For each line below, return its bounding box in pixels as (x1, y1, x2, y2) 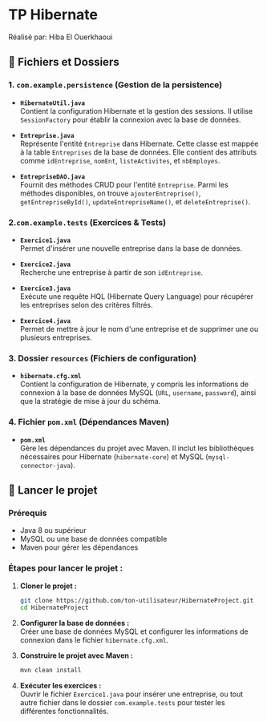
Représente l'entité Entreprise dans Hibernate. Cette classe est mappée (19, 139, 259, 148)
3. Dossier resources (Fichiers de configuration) (8, 353, 197, 364)
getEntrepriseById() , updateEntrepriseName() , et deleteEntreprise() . (19, 196, 251, 206)
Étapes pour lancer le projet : (8, 563, 123, 574)
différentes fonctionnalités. (19, 707, 109, 716)
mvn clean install (19, 667, 82, 675)
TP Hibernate (8, 6, 99, 24)
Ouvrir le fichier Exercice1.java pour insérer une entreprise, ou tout (19, 689, 244, 699)
